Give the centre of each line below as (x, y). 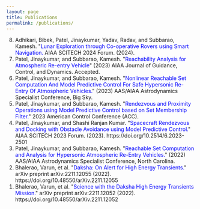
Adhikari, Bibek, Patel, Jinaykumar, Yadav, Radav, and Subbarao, (95, 40)
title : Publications (32, 17)
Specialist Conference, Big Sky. (54, 97)
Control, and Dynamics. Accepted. (57, 72)
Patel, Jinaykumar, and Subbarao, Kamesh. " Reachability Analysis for (100, 59)
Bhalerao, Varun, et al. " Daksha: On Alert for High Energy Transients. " (101, 168)
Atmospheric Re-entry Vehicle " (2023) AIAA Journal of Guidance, (96, 65)
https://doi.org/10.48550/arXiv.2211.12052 (66, 199)
